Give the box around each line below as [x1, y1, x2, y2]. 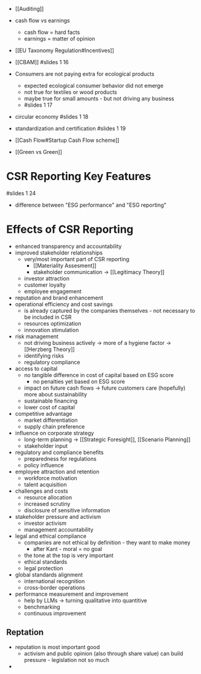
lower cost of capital [24, 403, 75, 411]
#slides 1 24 [6, 189, 36, 196]
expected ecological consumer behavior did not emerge [24, 82, 164, 89]
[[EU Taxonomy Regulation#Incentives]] [14, 47, 115, 54]
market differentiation [24, 416, 78, 424]
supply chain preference [24, 422, 85, 430]
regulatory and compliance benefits [14, 449, 104, 456]
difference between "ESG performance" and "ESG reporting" [14, 201, 167, 209]
